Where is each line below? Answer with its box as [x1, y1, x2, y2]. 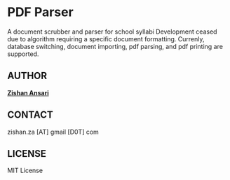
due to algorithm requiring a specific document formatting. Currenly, [7, 34, 205, 43]
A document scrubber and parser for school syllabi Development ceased [7, 27, 217, 36]
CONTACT [7, 109, 54, 121]
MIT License [7, 166, 43, 175]
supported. [7, 50, 39, 58]
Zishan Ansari [7, 88, 49, 97]
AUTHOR [7, 70, 48, 82]
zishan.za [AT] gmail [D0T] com [7, 127, 100, 136]
